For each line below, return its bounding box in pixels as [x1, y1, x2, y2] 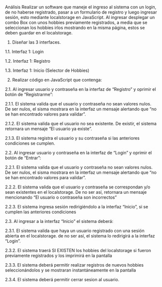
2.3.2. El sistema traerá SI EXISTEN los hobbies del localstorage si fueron [5, 248, 151, 253]
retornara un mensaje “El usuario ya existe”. [5, 126, 92, 132]
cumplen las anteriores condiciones [5, 209, 77, 215]
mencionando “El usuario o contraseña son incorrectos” [5, 194, 117, 200]
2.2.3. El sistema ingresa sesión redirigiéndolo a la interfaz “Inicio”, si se [5, 204, 148, 209]
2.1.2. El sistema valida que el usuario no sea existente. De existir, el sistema [5, 121, 157, 126]
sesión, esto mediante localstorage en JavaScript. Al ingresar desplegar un [5, 15, 155, 20]
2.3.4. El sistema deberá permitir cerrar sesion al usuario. [5, 277, 120, 282]
